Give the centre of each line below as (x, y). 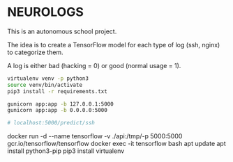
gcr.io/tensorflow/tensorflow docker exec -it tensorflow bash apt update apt (117, 144)
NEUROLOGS (45, 12)
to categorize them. (36, 52)
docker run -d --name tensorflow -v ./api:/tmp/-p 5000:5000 (95, 136)
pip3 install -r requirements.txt (58, 91)
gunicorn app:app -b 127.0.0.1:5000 (60, 104)
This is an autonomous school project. (62, 31)
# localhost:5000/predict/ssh (51, 123)
